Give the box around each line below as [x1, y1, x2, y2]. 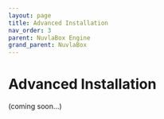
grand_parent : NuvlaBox [8, 41, 88, 49]
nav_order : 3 [8, 26, 52, 34]
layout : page [8, 11, 52, 20]
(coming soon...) [8, 102, 62, 111]
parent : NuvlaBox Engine [8, 33, 91, 42]
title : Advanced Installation [8, 19, 109, 27]
